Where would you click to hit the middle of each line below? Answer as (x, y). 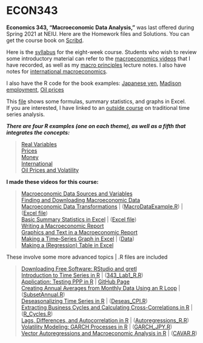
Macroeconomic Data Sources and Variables (77, 193)
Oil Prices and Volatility (50, 170)
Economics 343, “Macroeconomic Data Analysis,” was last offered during (100, 27)
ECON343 (32, 11)
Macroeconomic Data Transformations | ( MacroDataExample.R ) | (102, 206)
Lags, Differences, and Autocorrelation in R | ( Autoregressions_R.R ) (105, 320)
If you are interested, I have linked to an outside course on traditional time (98, 107)
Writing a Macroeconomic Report (62, 226)
